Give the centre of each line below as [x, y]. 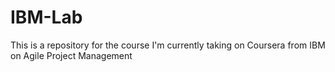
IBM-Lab [46, 17]
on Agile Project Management [71, 55]
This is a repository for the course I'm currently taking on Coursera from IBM [168, 45]
